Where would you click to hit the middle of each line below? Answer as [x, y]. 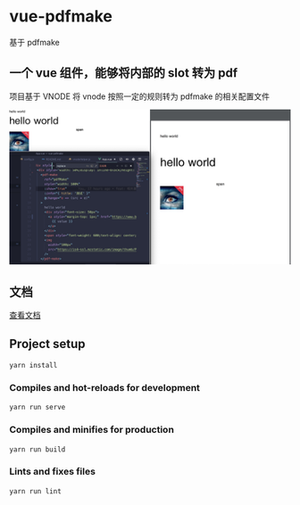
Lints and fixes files [53, 472]
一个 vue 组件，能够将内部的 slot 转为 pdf [124, 73]
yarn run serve [37, 408]
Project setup [48, 344]
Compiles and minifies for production [92, 430]
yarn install [33, 365]
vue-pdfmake [61, 17]
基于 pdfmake [34, 42]
